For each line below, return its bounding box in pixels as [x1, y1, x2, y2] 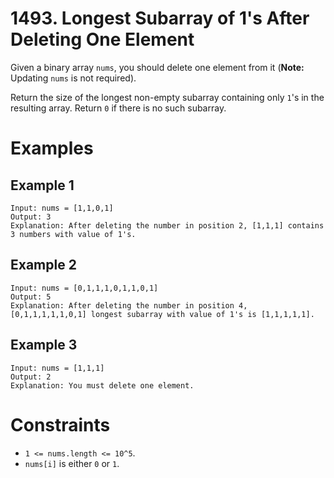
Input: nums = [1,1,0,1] [10, 203, 114, 213]
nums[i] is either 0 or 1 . [24, 457, 120, 469]
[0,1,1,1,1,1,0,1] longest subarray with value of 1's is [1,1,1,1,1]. [10, 309, 315, 319]
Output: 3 [10, 212, 52, 222]
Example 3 [10, 337, 78, 354]
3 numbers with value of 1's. [10, 229, 137, 239]
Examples [10, 137, 94, 160]
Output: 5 [10, 292, 52, 302]
